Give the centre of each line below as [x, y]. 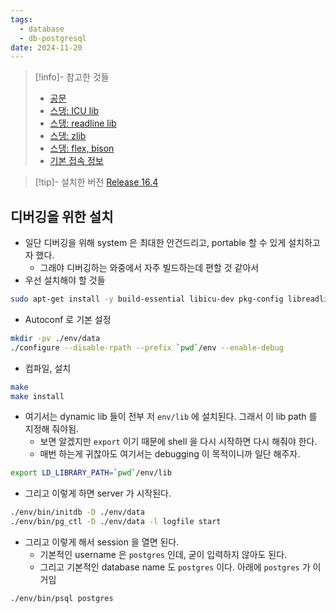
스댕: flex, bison [82, 148]
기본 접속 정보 [76, 161]
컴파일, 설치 [48, 368]
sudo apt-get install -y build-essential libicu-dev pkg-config [147, 299]
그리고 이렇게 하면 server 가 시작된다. [98, 493]
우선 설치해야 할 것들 [65, 280]
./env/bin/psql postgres [62, 599]
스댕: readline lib [83, 123]
